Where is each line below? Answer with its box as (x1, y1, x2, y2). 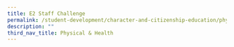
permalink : (7, 17, 39, 23)
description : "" (7, 23, 54, 30)
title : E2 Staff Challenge (7, 10, 86, 17)
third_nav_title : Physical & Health (7, 29, 114, 37)
